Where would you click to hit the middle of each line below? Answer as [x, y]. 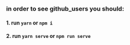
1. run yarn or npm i [30, 23]
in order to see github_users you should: [65, 9]
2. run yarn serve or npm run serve [48, 36]
